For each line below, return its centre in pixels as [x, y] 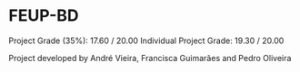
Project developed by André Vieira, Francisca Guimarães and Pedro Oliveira [150, 58]
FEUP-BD [44, 16]
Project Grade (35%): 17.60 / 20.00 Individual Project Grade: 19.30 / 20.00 [146, 40]
